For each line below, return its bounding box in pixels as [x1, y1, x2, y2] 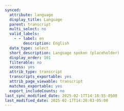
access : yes [9, 64, 35, 70]
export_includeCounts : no [9, 88, 65, 94]
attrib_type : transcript [9, 70, 63, 75]
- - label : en [14, 36, 44, 41]
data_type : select [9, 46, 49, 51]
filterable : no [9, 60, 42, 65]
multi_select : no [9, 27, 47, 32]
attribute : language [9, 12, 53, 17]
